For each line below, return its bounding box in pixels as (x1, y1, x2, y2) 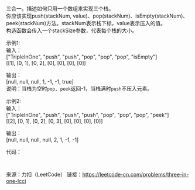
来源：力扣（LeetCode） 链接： (6, 171, 83, 178)
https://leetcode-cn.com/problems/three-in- (82, 171, 189, 178)
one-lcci (6, 178, 26, 184)
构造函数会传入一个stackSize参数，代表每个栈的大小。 (6, 27, 138, 34)
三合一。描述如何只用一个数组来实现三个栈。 (6, 5, 114, 12)
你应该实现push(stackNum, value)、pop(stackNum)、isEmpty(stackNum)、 (6, 12, 189, 19)
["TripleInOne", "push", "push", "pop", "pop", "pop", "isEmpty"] (6, 53, 158, 60)
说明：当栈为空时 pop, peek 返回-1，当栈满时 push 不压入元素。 (6, 85, 153, 92)
